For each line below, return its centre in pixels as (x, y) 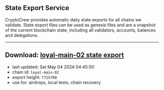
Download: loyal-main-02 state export (65, 55)
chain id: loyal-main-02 (36, 72)
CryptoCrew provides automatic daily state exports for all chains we (73, 19)
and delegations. (22, 35)
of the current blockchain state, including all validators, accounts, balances (81, 30)
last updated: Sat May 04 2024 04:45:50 (53, 67)
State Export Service (37, 8)
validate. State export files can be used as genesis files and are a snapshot (80, 25)
